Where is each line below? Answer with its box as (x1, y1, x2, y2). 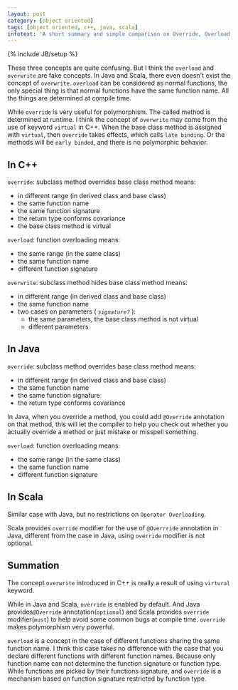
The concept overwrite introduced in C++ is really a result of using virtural (7, 578, 231, 587)
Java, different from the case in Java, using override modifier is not (7, 531, 205, 540)
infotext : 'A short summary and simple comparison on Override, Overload (7, 30, 231, 38)
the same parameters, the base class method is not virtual (28, 315, 199, 324)
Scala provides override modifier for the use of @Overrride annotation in (7, 523, 219, 532)
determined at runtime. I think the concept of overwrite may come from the (7, 115, 227, 124)
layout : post (7, 10, 46, 18)
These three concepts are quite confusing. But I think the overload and (7, 63, 215, 72)
